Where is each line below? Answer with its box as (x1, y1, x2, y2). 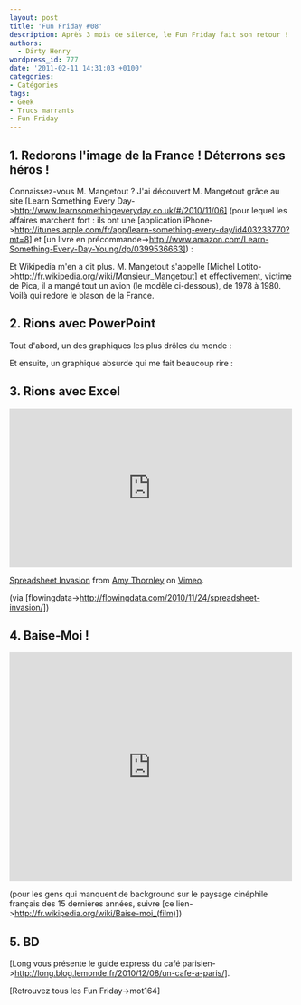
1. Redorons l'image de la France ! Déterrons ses (9, 147, 286, 163)
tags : (9, 89, 30, 98)
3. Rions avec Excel (9, 384, 120, 399)
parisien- (182, 958, 217, 969)
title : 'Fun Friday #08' (9, 22, 103, 31)
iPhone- (183, 214, 214, 225)
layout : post (9, 13, 59, 23)
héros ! (9, 162, 50, 177)
